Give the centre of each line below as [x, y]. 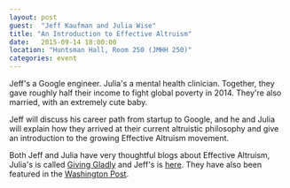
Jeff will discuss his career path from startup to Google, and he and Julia [142, 119]
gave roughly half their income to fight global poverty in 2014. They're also [145, 93]
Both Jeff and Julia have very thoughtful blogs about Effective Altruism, [140, 155]
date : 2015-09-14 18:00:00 [63, 42]
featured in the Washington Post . [69, 174]
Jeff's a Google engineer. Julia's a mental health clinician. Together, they [142, 83]
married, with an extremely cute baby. [78, 102]
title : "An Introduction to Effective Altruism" [101, 34]
